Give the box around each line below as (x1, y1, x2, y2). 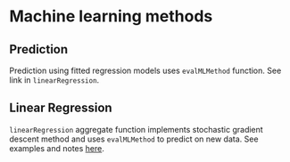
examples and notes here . (9, 142, 104, 153)
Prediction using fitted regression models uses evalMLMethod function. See (9, 65, 282, 76)
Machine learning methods (9, 6, 213, 27)
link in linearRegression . (9, 75, 100, 85)
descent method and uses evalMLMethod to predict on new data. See (9, 134, 259, 144)
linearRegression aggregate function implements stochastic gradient (9, 124, 263, 134)
